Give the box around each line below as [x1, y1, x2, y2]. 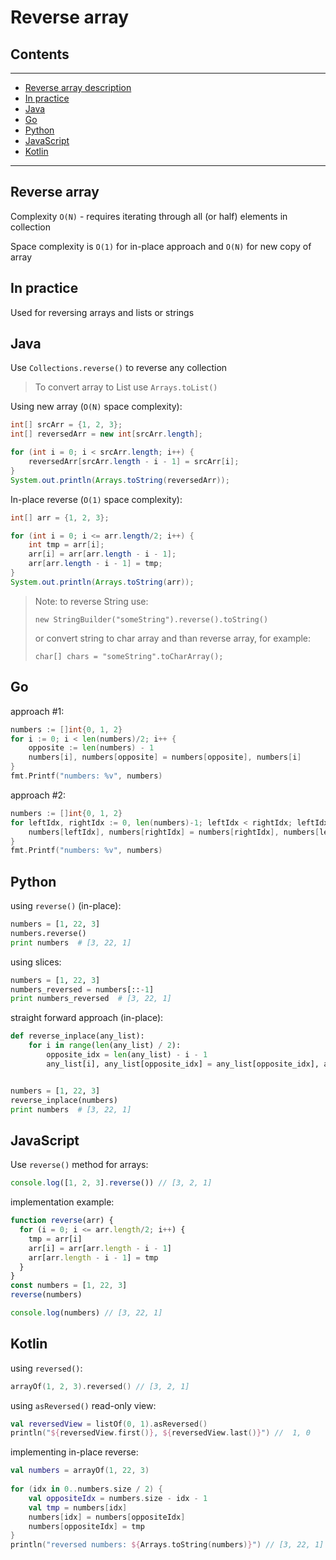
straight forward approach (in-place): [10, 1012, 164, 1024]
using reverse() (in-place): [10, 900, 122, 912]
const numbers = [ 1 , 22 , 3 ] [10, 1281, 128, 1291]
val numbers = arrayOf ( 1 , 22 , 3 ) [10, 1466, 150, 1476]
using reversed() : [10, 1362, 83, 1374]
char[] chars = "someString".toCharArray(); [34, 651, 224, 661]
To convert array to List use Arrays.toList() [34, 381, 218, 393]
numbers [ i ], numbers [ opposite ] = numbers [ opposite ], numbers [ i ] [28, 752, 302, 763]
